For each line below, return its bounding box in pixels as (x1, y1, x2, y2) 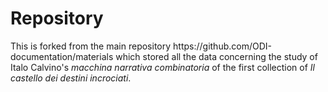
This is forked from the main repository (10, 40, 172, 52)
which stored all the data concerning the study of (115, 50, 318, 62)
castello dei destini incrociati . (10, 72, 132, 84)
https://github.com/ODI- (173, 40, 272, 52)
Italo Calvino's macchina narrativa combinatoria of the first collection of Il (10, 61, 316, 73)
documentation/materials (10, 50, 114, 62)
